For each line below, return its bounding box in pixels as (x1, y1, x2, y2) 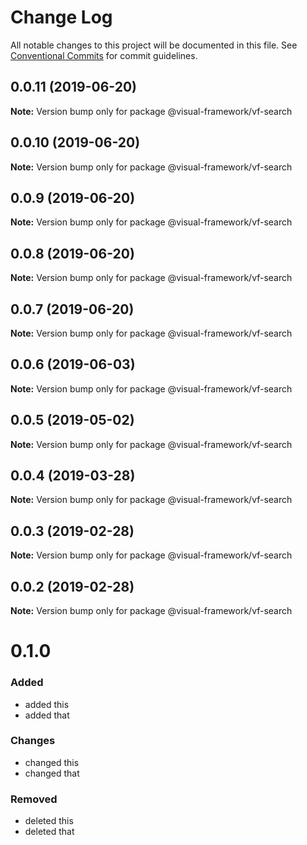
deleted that (24, 826, 75, 838)
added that (24, 709, 70, 721)
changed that (24, 767, 80, 779)
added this (24, 698, 70, 710)
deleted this (24, 815, 74, 827)
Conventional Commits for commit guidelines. (10, 49, 198, 61)
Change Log (10, 6, 113, 29)
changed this (24, 756, 80, 768)
